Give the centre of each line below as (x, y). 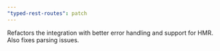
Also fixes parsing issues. (43, 40)
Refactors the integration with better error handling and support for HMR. (110, 33)
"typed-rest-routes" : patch (47, 13)
